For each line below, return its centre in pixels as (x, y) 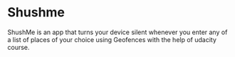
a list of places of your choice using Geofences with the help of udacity (112, 39)
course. (19, 47)
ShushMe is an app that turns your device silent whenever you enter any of (117, 32)
